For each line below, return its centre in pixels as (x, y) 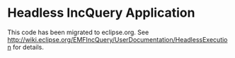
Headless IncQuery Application (101, 13)
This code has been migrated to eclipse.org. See (78, 32)
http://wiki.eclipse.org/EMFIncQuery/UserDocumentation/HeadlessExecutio (117, 39)
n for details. (26, 47)
